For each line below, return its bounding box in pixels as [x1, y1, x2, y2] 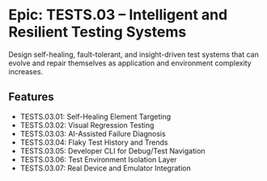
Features [8, 90, 54, 104]
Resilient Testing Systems [8, 23, 187, 41]
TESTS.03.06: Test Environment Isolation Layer [19, 154, 177, 164]
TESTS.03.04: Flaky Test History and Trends [19, 137, 168, 147]
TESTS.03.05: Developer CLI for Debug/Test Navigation [19, 145, 206, 155]
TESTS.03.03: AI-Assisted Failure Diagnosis [19, 128, 166, 138]
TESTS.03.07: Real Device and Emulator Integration [19, 163, 192, 173]
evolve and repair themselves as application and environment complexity [8, 58, 252, 68]
